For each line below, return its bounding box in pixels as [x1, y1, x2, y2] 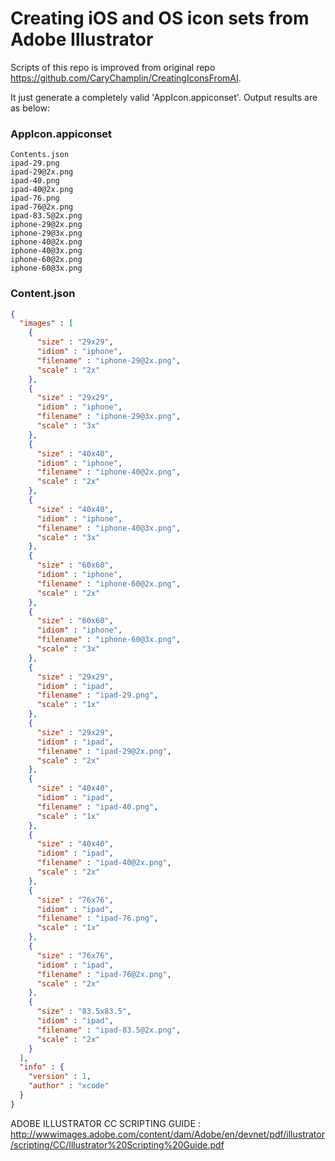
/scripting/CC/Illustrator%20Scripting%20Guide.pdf [10, 1138, 225, 1151]
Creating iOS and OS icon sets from [10, 7, 310, 30]
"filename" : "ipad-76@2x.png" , [36, 969, 172, 979]
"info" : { [19, 1062, 65, 1072]
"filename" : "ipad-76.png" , [36, 913, 159, 924]
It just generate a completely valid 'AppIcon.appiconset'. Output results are [10, 91, 318, 103]
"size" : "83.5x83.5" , [36, 1007, 132, 1017]
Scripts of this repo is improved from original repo [10, 61, 216, 73]
